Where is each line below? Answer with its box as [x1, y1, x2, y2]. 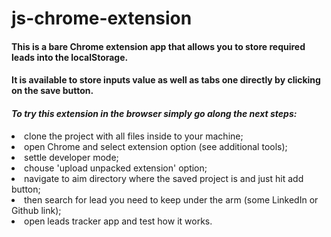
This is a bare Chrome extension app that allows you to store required [11, 40, 306, 52]
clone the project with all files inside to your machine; [24, 130, 244, 142]
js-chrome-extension [11, 7, 193, 30]
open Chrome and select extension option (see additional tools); [24, 140, 288, 152]
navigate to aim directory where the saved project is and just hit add [24, 172, 304, 184]
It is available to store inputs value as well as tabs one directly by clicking [11, 74, 321, 86]
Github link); [11, 204, 62, 216]
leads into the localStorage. [11, 51, 129, 63]
